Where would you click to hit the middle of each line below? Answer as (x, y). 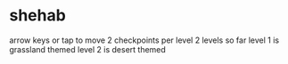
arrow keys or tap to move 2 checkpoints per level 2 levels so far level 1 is (144, 40)
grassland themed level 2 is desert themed (88, 49)
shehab (38, 16)
